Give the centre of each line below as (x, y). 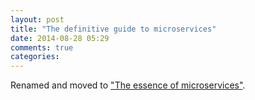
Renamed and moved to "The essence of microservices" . (128, 85)
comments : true (42, 47)
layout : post (37, 19)
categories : (35, 57)
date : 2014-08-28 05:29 (60, 38)
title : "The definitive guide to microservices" (113, 29)
